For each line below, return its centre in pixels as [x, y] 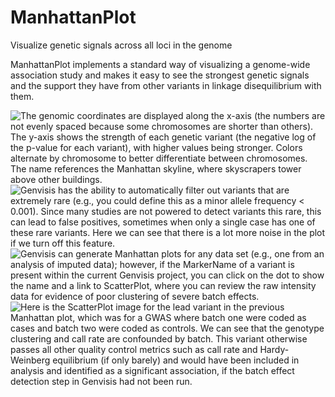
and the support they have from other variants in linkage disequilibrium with [166, 85]
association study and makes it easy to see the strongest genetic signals [160, 75]
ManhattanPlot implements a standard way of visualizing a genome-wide [160, 64]
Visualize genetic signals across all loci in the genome [121, 45]
